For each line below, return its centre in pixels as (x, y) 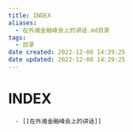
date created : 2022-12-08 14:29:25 (67, 52)
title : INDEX (30, 15)
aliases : (23, 23)
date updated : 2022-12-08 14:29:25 (67, 60)
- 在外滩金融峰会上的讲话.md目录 (63, 30)
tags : (17, 38)
